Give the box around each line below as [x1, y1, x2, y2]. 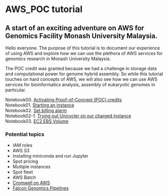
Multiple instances [12, 164, 51, 170]
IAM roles [12, 142, 33, 149]
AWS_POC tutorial [5, 4, 83, 15]
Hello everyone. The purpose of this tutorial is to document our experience [5, 45, 160, 51]
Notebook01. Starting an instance [5, 102, 74, 108]
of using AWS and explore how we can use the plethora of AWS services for [5, 51, 163, 56]
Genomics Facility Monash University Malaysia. [5, 31, 158, 40]
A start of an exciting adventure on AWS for [5, 24, 144, 32]
